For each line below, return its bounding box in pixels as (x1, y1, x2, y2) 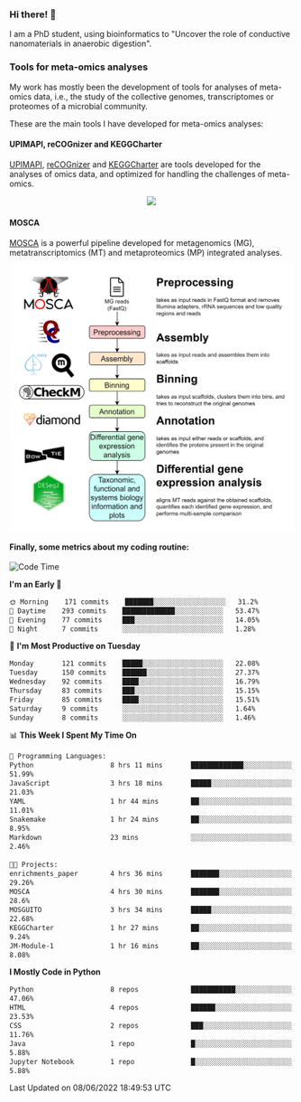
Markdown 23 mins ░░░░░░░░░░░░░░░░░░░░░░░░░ (9, 834, 293, 843)
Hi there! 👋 (9, 8, 57, 21)
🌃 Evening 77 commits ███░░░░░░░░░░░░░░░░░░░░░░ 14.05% (9, 616, 260, 625)
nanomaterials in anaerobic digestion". (9, 38, 152, 49)
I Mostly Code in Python (9, 966, 101, 977)
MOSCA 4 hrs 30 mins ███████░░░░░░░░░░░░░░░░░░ (9, 888, 293, 897)
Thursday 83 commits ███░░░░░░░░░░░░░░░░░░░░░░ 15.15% (9, 686, 260, 695)
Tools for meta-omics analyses (9, 61, 149, 73)
